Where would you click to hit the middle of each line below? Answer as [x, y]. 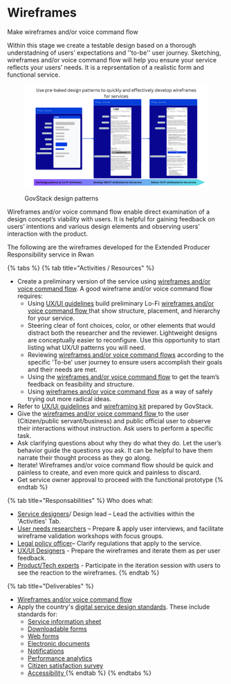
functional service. [34, 75]
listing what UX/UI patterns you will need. [86, 348]
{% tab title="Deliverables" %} [51, 586]
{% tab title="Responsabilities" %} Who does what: [80, 501]
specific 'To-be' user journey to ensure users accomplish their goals [125, 362]
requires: [30, 296]
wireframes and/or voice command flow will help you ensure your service [112, 59]
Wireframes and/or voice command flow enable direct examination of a [109, 212]
